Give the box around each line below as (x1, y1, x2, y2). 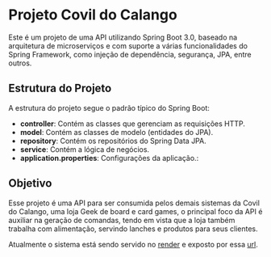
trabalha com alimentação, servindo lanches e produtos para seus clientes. (8, 224, 258, 234)
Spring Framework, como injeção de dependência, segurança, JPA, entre (8, 49, 252, 59)
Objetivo (8, 176, 52, 191)
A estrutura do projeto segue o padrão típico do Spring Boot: (8, 103, 210, 112)
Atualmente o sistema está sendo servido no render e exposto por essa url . (8, 239, 258, 249)
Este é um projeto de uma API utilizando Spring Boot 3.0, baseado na (8, 32, 238, 42)
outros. (8, 58, 32, 68)
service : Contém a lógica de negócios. (19, 144, 150, 154)
